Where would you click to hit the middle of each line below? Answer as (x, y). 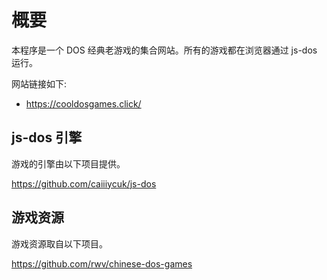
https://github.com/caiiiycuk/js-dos (84, 183)
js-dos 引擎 (47, 137)
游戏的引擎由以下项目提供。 (68, 163)
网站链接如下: (39, 83)
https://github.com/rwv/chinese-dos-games (102, 263)
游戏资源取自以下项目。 (59, 243)
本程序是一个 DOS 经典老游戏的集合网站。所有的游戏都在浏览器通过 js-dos (164, 50)
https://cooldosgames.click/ (83, 103)
